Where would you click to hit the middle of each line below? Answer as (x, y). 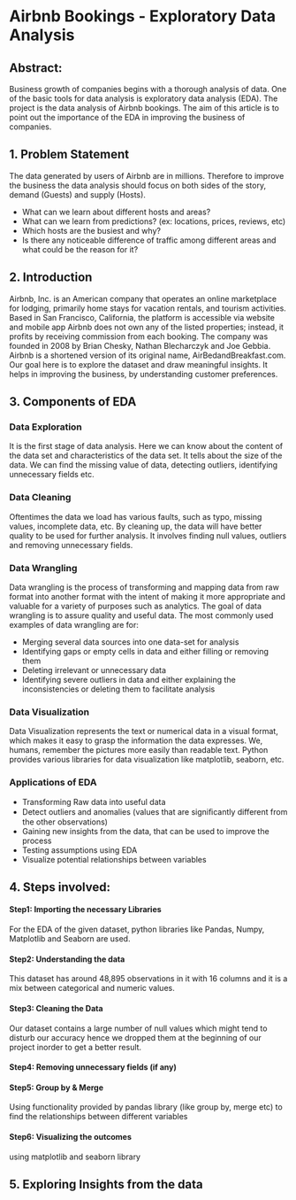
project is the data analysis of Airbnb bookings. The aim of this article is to (144, 108)
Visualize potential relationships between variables (114, 859)
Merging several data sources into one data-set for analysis (130, 642)
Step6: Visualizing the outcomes (71, 1136)
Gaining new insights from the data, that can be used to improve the (145, 831)
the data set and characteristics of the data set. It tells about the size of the (146, 456)
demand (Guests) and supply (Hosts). (77, 194)
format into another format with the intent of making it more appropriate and (147, 596)
